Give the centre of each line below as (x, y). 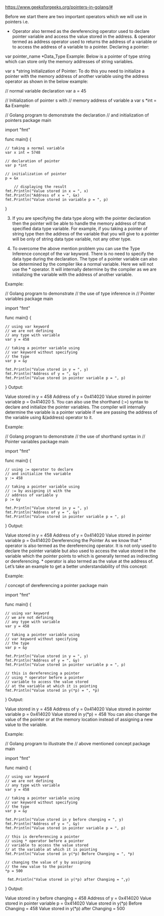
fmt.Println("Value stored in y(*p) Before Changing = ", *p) (70, 854)
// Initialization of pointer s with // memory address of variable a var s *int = (81, 100)
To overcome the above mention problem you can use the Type (76, 248)
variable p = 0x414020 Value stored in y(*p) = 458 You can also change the (81, 714)
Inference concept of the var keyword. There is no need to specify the (83, 254)
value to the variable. (26, 725)
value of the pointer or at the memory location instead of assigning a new (79, 719)
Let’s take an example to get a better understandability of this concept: (76, 566)
